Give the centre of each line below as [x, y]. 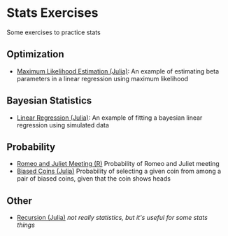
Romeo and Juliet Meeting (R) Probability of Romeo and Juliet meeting [118, 164]
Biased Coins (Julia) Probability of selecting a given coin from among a [119, 171]
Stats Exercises [52, 13]
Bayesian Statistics [49, 100]
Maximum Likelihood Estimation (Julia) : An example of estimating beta [118, 71]
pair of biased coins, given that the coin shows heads [93, 179]
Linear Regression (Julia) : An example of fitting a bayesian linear [109, 118]
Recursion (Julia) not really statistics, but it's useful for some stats [112, 218]
